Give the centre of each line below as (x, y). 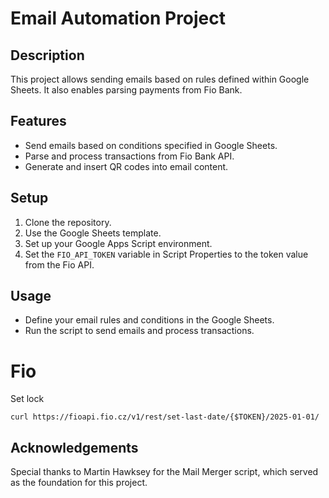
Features (38, 121)
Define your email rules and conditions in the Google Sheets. (149, 320)
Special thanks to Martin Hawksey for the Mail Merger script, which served (164, 472)
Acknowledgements (74, 447)
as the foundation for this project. (79, 483)
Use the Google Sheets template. (93, 233)
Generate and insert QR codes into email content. (126, 166)
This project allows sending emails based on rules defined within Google (160, 79)
